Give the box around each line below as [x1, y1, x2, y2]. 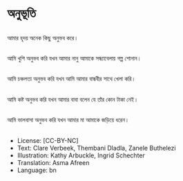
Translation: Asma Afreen [17, 158, 90, 166]
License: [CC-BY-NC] [17, 136, 79, 144]
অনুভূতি [7, 6, 37, 21]
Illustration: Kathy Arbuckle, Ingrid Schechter [17, 151, 145, 160]
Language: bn [17, 166, 57, 174]
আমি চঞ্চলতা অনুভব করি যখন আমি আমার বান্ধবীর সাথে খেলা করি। [7, 75, 136, 83]
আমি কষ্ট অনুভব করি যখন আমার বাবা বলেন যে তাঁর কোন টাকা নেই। [7, 95, 139, 103]
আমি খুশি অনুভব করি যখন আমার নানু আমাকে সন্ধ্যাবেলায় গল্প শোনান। [7, 54, 142, 62]
